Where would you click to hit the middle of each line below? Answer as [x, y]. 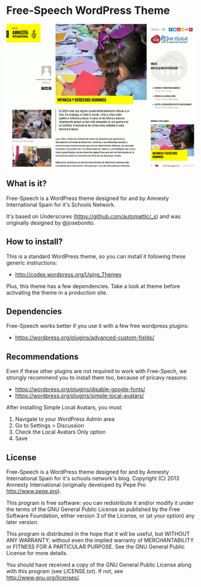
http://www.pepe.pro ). [34, 491]
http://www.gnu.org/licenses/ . [43, 578]
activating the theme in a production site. [57, 292]
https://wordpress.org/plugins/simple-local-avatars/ [79, 396]
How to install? [35, 242]
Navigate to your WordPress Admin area [65, 419]
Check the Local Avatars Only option [60, 432]
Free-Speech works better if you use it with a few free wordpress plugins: [97, 326]
